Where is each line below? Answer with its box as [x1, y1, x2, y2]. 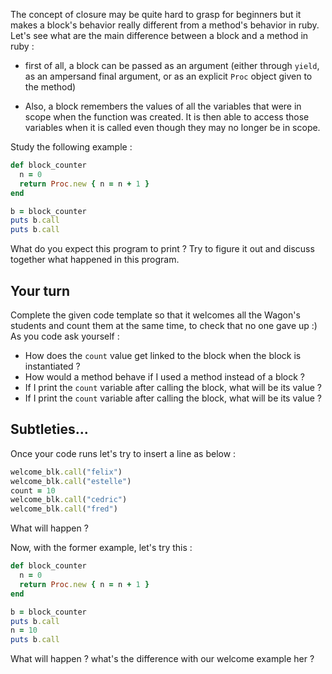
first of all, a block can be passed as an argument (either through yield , [24, 60, 320, 71]
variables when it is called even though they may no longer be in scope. [24, 122, 321, 133]
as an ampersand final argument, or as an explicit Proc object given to [24, 70, 313, 82]
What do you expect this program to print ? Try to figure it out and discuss [10, 243, 315, 255]
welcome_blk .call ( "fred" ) [10, 504, 118, 514]
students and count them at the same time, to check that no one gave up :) [10, 319, 318, 331]
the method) [24, 81, 77, 93]
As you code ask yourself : [10, 330, 120, 342]
